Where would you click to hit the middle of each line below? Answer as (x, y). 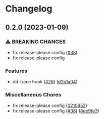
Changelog (29, 9)
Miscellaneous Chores (33, 95)
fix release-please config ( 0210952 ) (50, 105)
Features (16, 71)
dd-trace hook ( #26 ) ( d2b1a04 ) (45, 82)
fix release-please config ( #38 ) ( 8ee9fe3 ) (56, 111)
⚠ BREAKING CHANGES (36, 42)
